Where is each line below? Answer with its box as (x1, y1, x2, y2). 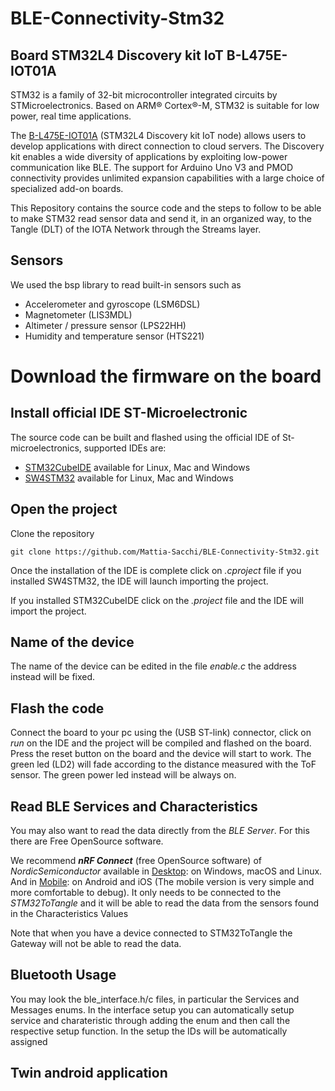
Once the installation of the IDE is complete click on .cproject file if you (10, 564, 302, 576)
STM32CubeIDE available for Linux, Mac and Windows (24, 461, 251, 473)
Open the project (10, 501, 118, 518)
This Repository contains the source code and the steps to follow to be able (10, 202, 322, 214)
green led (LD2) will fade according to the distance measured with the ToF (10, 758, 317, 771)
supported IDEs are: (83, 442, 167, 454)
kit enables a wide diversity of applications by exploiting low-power (10, 151, 288, 162)
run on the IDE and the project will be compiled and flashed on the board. (10, 737, 312, 749)
